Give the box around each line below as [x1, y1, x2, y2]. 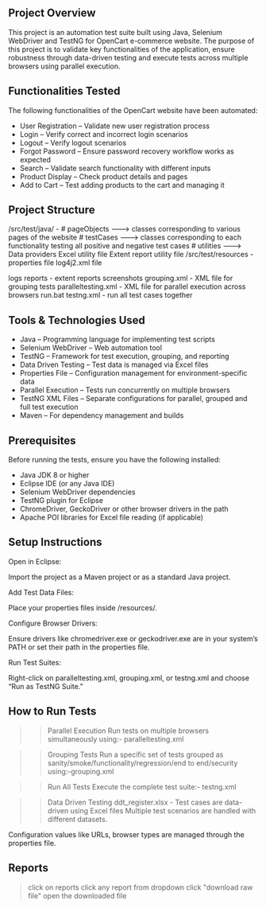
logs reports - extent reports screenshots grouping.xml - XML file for [8, 274, 233, 283]
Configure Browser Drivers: [8, 618, 98, 628]
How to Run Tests [8, 704, 97, 719]
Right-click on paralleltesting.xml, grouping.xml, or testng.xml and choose [8, 672, 250, 683]
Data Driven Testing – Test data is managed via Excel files [19, 360, 209, 369]
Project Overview [8, 6, 96, 20]
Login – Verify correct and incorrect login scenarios [19, 129, 188, 138]
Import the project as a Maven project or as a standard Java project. [8, 572, 231, 582]
